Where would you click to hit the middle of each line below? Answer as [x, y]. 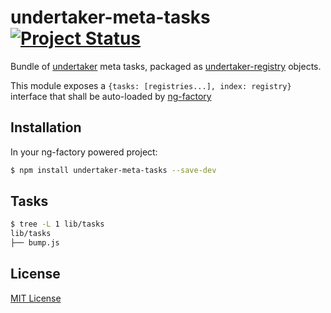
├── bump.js [35, 243]
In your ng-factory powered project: [84, 152]
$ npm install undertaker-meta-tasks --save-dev [113, 170]
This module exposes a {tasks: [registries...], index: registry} [151, 85]
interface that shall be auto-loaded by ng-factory [111, 96]
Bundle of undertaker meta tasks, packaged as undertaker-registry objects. [166, 66]
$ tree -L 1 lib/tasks [57, 224]
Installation [46, 127]
